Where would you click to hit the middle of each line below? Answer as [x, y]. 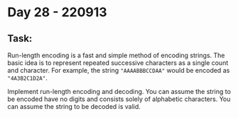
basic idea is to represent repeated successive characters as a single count [118, 63]
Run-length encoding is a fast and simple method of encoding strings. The [116, 55]
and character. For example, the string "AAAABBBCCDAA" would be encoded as [119, 70]
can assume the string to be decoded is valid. [74, 106]
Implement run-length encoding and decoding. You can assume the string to [119, 92]
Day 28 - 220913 [58, 12]
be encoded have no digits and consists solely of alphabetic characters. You [119, 99]
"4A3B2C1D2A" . [27, 78]
